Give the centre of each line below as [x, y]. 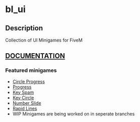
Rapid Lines [25, 108]
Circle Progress [29, 82]
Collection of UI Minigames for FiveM [44, 40]
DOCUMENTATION [35, 56]
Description [24, 28]
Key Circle [23, 98]
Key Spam [23, 92]
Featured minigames [31, 70]
